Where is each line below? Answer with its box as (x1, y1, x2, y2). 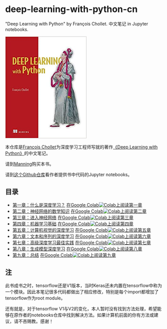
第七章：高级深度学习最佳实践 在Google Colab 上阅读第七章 (12, 239, 151, 245)
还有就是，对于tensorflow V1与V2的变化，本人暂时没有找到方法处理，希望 (5, 305, 157, 311)
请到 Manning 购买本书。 (5, 160, 54, 167)
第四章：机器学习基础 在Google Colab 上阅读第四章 (12, 221, 133, 227)
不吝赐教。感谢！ (18, 318, 53, 324)
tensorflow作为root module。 (5, 295, 65, 301)
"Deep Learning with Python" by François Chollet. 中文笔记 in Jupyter (5, 21, 148, 27)
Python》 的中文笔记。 (5, 150, 51, 156)
